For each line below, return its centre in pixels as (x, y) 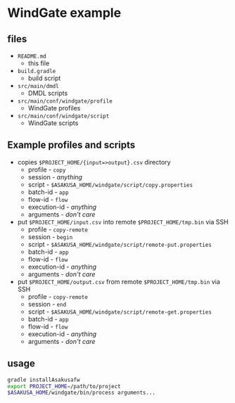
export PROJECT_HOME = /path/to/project (64, 386)
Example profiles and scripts (71, 145)
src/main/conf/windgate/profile (65, 101)
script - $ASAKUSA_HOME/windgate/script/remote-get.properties (120, 312)
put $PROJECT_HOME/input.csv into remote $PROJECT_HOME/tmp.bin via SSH (123, 222)
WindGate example (64, 13)
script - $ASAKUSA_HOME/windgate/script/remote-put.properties (120, 244)
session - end (47, 304)
